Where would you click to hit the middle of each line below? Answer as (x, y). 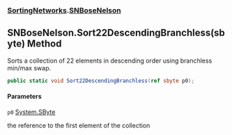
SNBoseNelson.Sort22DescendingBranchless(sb (116, 33)
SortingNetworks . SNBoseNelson (64, 10)
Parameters (24, 97)
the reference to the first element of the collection (79, 125)
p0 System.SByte (31, 112)
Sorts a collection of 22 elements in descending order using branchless (110, 61)
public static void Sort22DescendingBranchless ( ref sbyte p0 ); (101, 81)
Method (44, 44)
